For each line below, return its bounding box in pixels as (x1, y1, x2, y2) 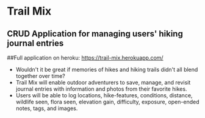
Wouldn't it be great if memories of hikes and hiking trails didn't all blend (15, 66, 198, 73)
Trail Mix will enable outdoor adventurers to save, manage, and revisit (15, 79, 191, 86)
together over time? (15, 72, 66, 80)
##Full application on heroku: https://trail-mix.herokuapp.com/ (7, 54, 164, 61)
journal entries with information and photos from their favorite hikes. (15, 85, 187, 92)
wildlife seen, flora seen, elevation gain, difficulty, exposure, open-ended (15, 99, 200, 105)
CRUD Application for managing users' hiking (7, 29, 184, 39)
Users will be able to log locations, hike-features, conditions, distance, (15, 92, 193, 99)
